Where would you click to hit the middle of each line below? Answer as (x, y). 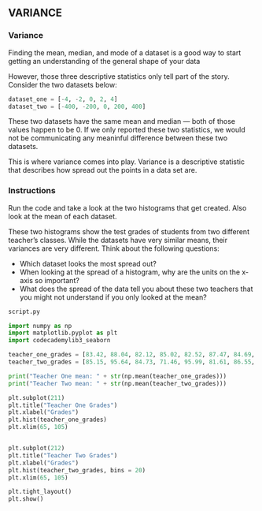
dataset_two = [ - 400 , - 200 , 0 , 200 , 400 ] (77, 106)
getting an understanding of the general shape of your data (104, 61)
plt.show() (26, 499)
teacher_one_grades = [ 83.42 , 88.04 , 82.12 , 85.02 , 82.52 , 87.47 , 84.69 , (132, 355)
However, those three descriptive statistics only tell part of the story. (119, 76)
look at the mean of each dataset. (63, 216)
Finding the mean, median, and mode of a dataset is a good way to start (125, 52)
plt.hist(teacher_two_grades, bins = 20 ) (77, 470)
